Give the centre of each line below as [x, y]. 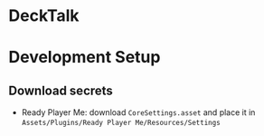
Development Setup [85, 58]
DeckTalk [44, 16]
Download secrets [61, 90]
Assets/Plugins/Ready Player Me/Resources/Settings [121, 123]
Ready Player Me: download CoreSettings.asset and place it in [138, 112]
